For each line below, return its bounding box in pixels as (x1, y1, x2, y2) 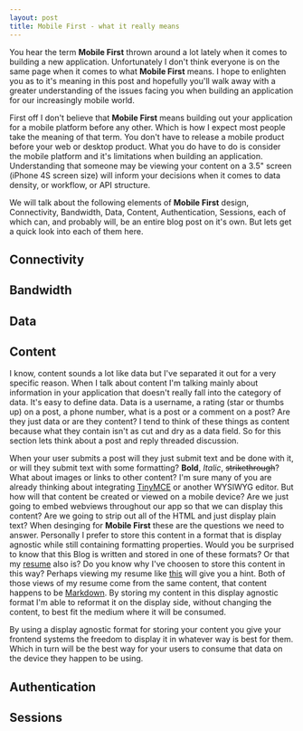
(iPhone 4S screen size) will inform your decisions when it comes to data (9, 169, 281, 181)
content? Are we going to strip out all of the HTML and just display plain (9, 510, 277, 521)
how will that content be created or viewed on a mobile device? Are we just (9, 491, 289, 502)
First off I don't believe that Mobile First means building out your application (9, 112, 293, 123)
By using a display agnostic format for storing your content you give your (9, 624, 282, 635)
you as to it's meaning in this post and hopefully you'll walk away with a (9, 75, 276, 86)
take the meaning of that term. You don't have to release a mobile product (9, 131, 285, 142)
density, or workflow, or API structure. (9, 179, 151, 190)
